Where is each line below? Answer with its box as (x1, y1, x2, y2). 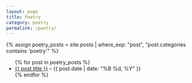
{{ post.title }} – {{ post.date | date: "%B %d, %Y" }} (14, 65, 141, 72)
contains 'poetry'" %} (6, 48, 59, 55)
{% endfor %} (14, 71, 49, 78)
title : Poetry (6, 14, 41, 20)
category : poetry (6, 19, 49, 25)
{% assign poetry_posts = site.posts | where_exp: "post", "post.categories (6, 41, 186, 48)
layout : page (6, 8, 38, 15)
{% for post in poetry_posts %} (14, 59, 90, 66)
